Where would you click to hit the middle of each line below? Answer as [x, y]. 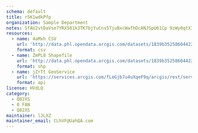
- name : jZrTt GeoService [43, 72]
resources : [19, 34]
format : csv [31, 50]
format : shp [31, 66]
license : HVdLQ [25, 88]
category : [18, 94]
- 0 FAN [21, 104]
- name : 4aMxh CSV [34, 39]
